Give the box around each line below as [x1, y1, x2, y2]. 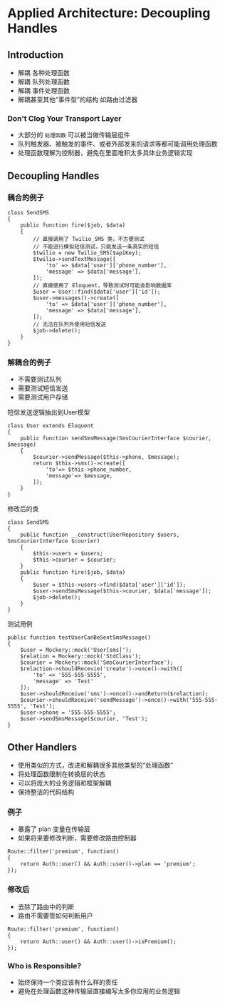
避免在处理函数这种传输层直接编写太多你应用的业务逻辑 [17, 986, 180, 995]
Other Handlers [7, 741, 77, 753]
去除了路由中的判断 [17, 902, 75, 911]
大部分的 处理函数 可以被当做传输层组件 [17, 131, 130, 139]
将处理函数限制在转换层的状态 [17, 770, 105, 778]
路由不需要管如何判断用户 [17, 911, 93, 920]
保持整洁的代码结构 [17, 788, 75, 796]
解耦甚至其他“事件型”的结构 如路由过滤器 [17, 95, 138, 104]
